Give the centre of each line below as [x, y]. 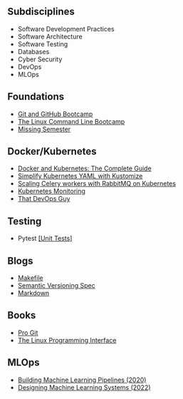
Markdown [33, 293]
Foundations [36, 97]
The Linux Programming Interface [67, 340]
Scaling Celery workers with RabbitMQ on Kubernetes [97, 184]
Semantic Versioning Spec [56, 286]
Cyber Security [40, 59]
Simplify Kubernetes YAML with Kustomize [80, 176]
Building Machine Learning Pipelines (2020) [82, 380]
